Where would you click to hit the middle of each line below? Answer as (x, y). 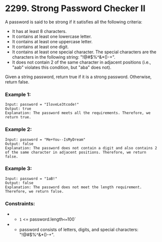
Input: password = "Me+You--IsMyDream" (45, 139)
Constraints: (20, 203)
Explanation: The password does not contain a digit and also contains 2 (81, 148)
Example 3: (19, 169)
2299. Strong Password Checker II (75, 8)
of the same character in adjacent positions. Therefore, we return (76, 152)
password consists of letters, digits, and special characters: (79, 230)
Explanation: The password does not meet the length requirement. (73, 187)
